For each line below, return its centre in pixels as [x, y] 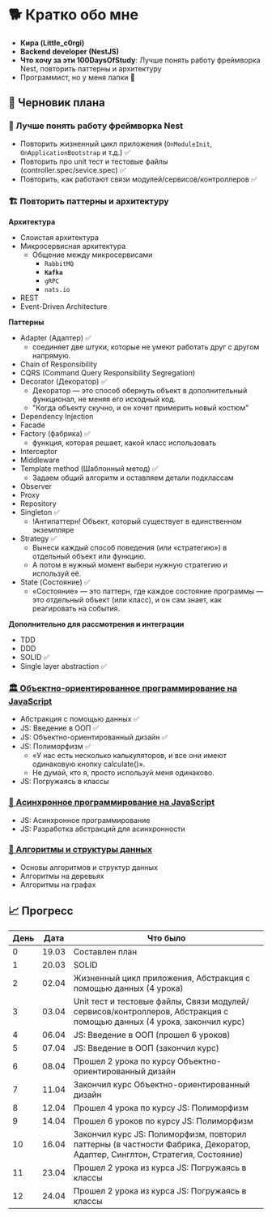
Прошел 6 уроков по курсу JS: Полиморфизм [163, 1121]
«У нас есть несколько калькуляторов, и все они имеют [129, 756]
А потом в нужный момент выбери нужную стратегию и [130, 564]
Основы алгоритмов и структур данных [89, 867]
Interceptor [39, 451]
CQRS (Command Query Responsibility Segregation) [108, 372]
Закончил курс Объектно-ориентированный [162, 1084]
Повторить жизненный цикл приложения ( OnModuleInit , [116, 144]
